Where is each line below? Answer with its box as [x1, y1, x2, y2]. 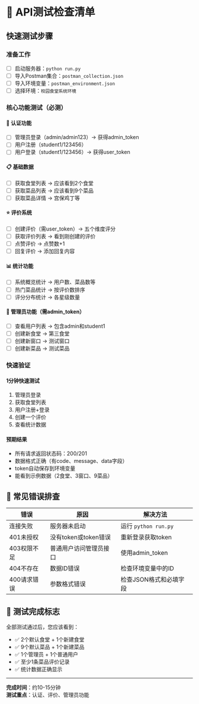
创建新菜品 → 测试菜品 [14, 345, 70, 352]
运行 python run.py [120, 522, 174, 531]
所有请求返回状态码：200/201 [14, 450, 88, 457]
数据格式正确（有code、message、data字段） [14, 457, 128, 465]
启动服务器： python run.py [14, 65, 81, 72]
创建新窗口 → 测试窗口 [14, 337, 70, 345]
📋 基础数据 [6, 163, 34, 171]
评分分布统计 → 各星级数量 [14, 293, 81, 301]
